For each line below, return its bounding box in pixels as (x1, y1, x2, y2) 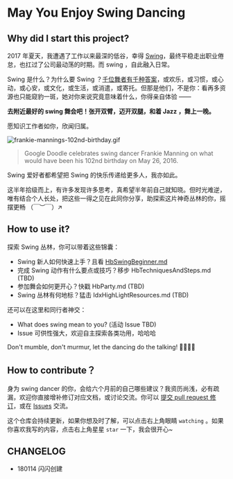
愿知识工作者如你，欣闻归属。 (7, 122, 92, 130)
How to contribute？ (7, 365, 96, 376)
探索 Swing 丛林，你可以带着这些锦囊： (7, 243, 120, 251)
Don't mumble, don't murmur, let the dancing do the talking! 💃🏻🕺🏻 (7, 342, 196, 351)
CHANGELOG (7, 446, 66, 458)
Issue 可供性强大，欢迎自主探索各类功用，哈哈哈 (17, 329, 156, 337)
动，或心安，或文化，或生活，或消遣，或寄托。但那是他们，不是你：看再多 (7, 84, 220, 92)
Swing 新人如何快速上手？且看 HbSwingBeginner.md (17, 257, 168, 265)
